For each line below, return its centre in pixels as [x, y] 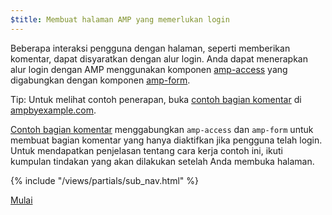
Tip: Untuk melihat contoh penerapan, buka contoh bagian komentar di [156, 99]
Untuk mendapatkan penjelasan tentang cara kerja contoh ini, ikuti [146, 150]
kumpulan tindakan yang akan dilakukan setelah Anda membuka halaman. [162, 161]
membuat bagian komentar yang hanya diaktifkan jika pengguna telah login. [166, 140]
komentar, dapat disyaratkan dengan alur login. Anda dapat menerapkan [159, 58]
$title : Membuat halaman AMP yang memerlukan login [120, 19]
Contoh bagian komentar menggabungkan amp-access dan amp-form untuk [162, 129]
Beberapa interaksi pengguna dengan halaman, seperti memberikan [150, 48]
